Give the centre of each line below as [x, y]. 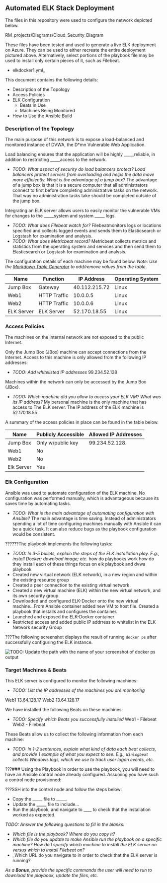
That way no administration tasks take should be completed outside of [84, 196]
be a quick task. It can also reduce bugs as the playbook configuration [84, 529]
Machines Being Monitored [47, 110]
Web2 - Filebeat [29, 724]
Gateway [49, 288]
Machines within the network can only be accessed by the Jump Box [76, 382]
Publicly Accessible [60, 435]
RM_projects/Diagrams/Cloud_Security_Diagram [54, 35]
